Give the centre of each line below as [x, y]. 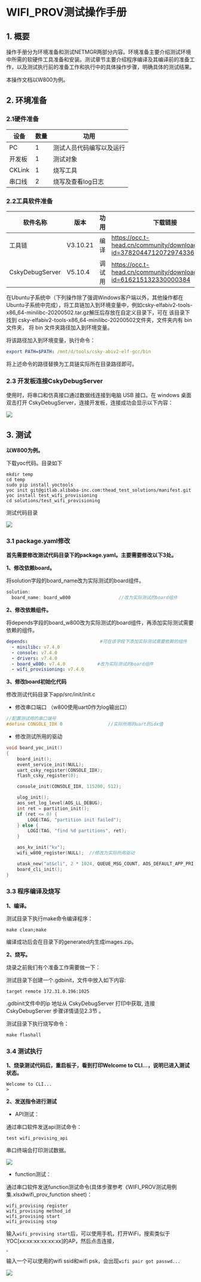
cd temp [16, 479]
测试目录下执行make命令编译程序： [50, 918]
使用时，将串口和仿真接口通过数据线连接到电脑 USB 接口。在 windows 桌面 [99, 395]
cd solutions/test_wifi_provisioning [53, 500]
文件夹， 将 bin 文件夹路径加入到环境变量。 [60, 327]
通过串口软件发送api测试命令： [44, 1127]
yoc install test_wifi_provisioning [52, 495]
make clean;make [26, 930]
